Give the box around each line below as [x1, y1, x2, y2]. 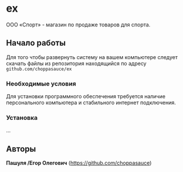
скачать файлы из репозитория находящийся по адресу [6, 60, 147, 67]
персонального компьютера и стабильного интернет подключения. [6, 99, 176, 106]
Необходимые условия [6, 80, 76, 88]
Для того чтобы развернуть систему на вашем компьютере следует [6, 53, 178, 60]
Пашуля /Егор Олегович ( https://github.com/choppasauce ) [6, 160, 152, 167]
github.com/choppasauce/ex [6, 66, 72, 72]
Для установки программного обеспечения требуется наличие [6, 93, 166, 100]
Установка [6, 113, 38, 122]
